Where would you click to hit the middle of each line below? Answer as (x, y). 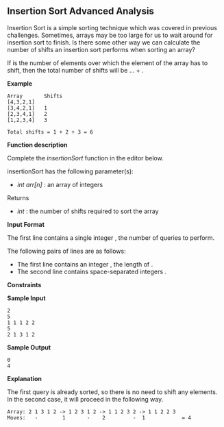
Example (20, 83)
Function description (37, 145)
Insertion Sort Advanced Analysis (80, 11)
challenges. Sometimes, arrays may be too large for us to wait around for (110, 35)
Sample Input (26, 298)
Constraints (24, 284)
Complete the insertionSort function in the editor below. (85, 158)
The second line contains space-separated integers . (91, 271)
